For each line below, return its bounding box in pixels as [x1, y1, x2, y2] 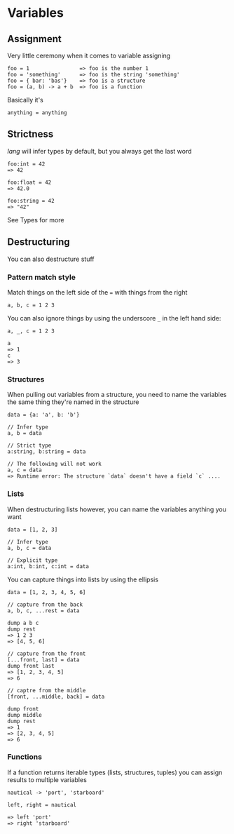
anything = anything [7, 109, 68, 116]
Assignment [7, 33, 62, 45]
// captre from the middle [7, 687, 86, 694]
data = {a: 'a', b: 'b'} [7, 412, 80, 419]
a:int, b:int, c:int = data [7, 563, 90, 570]
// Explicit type [7, 556, 58, 564]
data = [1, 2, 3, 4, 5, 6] [7, 588, 86, 596]
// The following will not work [7, 461, 102, 468]
